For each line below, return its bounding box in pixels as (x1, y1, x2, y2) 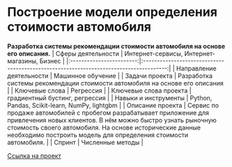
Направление (176, 64, 217, 72)
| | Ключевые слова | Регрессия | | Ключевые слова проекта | (7, 86, 192, 95)
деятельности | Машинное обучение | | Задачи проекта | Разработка (7, 71, 213, 80)
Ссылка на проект (7, 151, 61, 160)
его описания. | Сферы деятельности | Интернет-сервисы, (7, 49, 183, 58)
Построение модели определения (7, 4, 218, 20)
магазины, (7, 56, 38, 65)
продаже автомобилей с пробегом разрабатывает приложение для (7, 109, 210, 117)
